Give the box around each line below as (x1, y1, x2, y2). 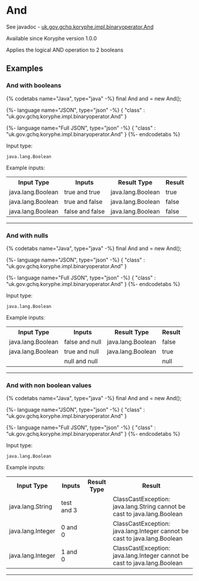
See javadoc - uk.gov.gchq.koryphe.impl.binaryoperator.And (6, 23, 154, 30)
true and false (64, 197, 102, 206)
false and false (64, 207, 105, 215)
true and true (64, 188, 101, 196)
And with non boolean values (6, 381, 92, 390)
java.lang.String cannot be (113, 503, 185, 511)
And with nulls (6, 231, 49, 240)
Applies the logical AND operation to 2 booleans (6, 46, 124, 54)
